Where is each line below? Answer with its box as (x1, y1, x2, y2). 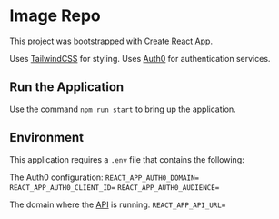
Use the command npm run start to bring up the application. (9, 104, 236, 114)
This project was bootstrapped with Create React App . (9, 35, 214, 46)
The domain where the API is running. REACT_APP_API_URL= (9, 199, 226, 210)
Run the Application (9, 79, 125, 95)
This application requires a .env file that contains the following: (9, 154, 244, 164)
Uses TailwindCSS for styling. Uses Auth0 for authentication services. (9, 53, 271, 64)
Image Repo (9, 5, 102, 26)
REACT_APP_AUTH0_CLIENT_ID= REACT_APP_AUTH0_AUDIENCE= (9, 183, 220, 192)
